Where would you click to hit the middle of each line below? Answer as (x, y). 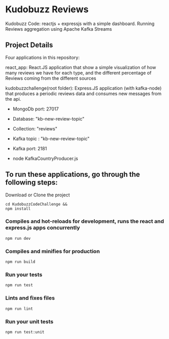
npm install (18, 209)
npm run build (20, 262)
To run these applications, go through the (73, 175)
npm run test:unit (25, 332)
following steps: (31, 183)
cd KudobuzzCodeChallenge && (36, 204)
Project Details (29, 45)
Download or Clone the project (38, 195)
